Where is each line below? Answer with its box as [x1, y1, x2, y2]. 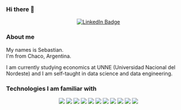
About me [6, 33, 35, 41]
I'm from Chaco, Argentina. [6, 52, 71, 59]
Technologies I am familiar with [6, 84, 97, 93]
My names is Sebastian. [6, 46, 64, 53]
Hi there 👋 [6, 5, 35, 13]
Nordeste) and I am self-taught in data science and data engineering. [6, 70, 173, 77]
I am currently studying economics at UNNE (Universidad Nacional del [6, 63, 176, 70]
